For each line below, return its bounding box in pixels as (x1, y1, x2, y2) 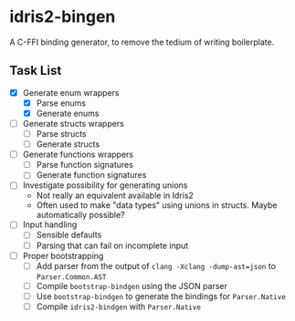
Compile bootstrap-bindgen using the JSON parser (36, 280, 228, 291)
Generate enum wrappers (22, 87, 120, 98)
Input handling (22, 219, 78, 230)
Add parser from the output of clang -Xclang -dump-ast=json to (36, 260, 277, 271)
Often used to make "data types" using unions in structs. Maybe (36, 200, 278, 211)
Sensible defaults (36, 230, 102, 241)
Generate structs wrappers (22, 118, 125, 129)
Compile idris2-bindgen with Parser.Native (36, 301, 201, 312)
